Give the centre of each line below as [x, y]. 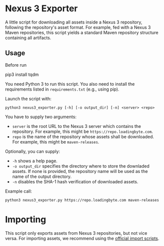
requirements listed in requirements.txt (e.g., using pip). [62, 89]
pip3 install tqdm [22, 74]
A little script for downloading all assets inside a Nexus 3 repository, [74, 22]
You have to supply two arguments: [41, 117]
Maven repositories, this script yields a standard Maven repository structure [82, 32]
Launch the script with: [28, 98]
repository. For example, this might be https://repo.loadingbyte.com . [82, 131]
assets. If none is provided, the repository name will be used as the [80, 171]
